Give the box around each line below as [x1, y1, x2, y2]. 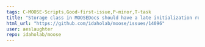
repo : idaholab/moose [6, 32, 62, 38]
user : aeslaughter [6, 26, 53, 32]
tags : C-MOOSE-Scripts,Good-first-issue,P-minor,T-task [6, 9, 151, 15]
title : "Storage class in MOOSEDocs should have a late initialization [6, 15, 192, 21]
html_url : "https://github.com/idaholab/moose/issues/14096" [6, 20, 165, 26]
